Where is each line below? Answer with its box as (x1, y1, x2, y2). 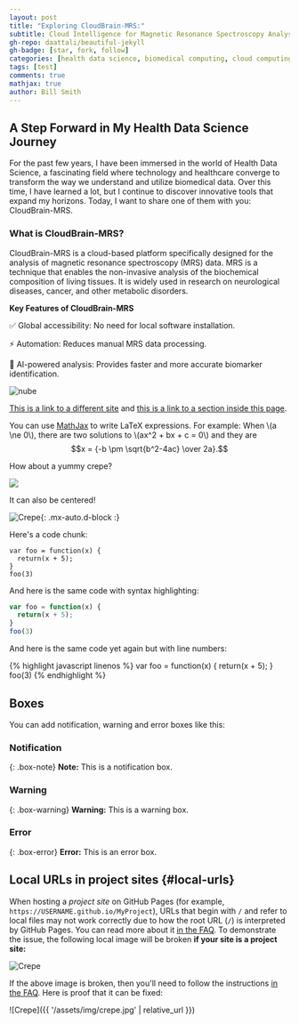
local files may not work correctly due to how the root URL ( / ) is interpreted (9, 915, 286, 925)
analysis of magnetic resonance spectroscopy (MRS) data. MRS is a (9, 257, 258, 268)
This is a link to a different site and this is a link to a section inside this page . (9, 402, 287, 414)
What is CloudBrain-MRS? (9, 228, 125, 240)
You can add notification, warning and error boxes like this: (9, 719, 225, 730)
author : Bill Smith (9, 87, 82, 96)
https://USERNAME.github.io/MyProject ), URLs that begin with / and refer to (9, 905, 287, 916)
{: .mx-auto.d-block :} (40, 512, 120, 522)
